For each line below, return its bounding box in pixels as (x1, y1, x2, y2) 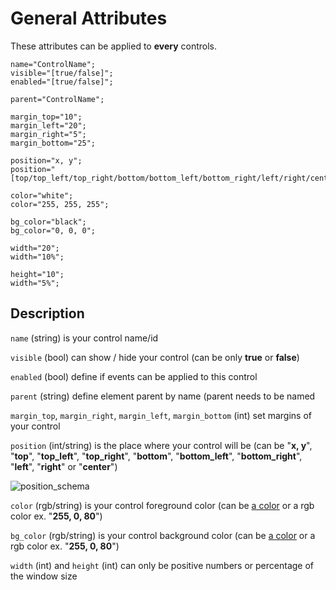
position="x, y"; (10, 155, 83, 166)
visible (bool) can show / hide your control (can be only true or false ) (10, 351, 300, 363)
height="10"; (10, 269, 65, 279)
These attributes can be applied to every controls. (10, 40, 218, 52)
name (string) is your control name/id (10, 332, 159, 344)
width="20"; (10, 243, 60, 253)
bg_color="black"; (10, 217, 87, 227)
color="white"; (10, 190, 74, 201)
